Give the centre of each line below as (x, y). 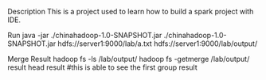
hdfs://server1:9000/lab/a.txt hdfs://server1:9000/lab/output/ (158, 44)
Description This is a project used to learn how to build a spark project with (131, 11)
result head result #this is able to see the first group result (102, 67)
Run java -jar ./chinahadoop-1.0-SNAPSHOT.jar (85, 35)
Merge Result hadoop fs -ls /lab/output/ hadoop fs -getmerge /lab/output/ (129, 59)
